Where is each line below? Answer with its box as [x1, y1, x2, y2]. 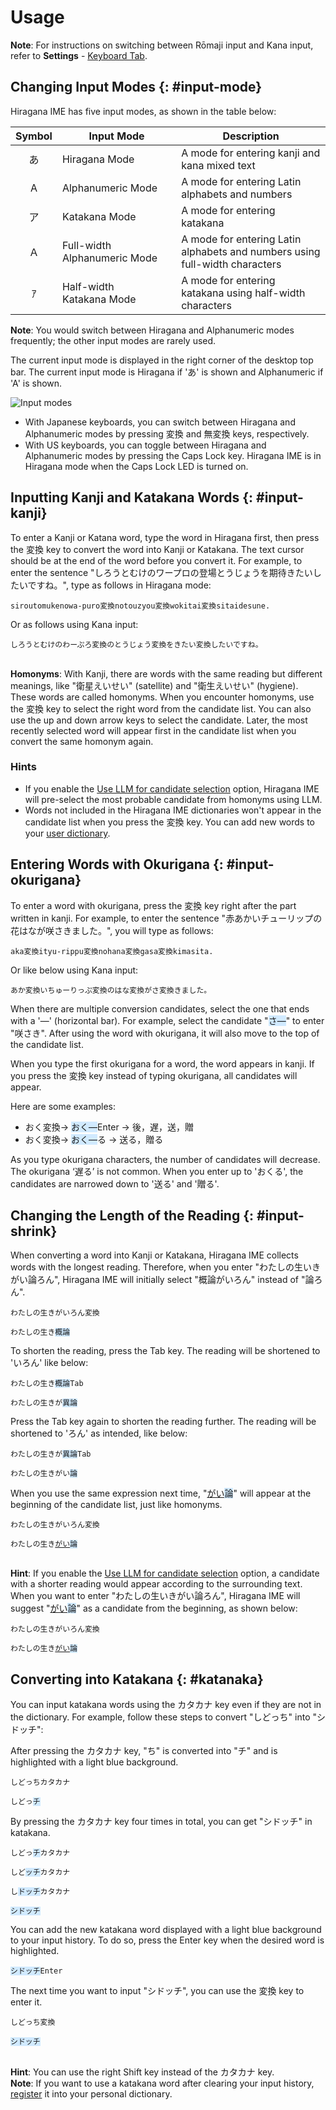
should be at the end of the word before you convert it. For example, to [10, 554, 303, 566]
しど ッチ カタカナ [10, 1867, 71, 1878]
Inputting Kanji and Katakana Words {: [10, 489, 254, 506]
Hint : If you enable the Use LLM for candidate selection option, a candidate [10, 1567, 320, 1580]
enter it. [10, 1996, 43, 2008]
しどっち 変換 [10, 2017, 56, 2028]
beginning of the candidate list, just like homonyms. [10, 1499, 223, 1511]
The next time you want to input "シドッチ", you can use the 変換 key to [10, 1985, 305, 1997]
